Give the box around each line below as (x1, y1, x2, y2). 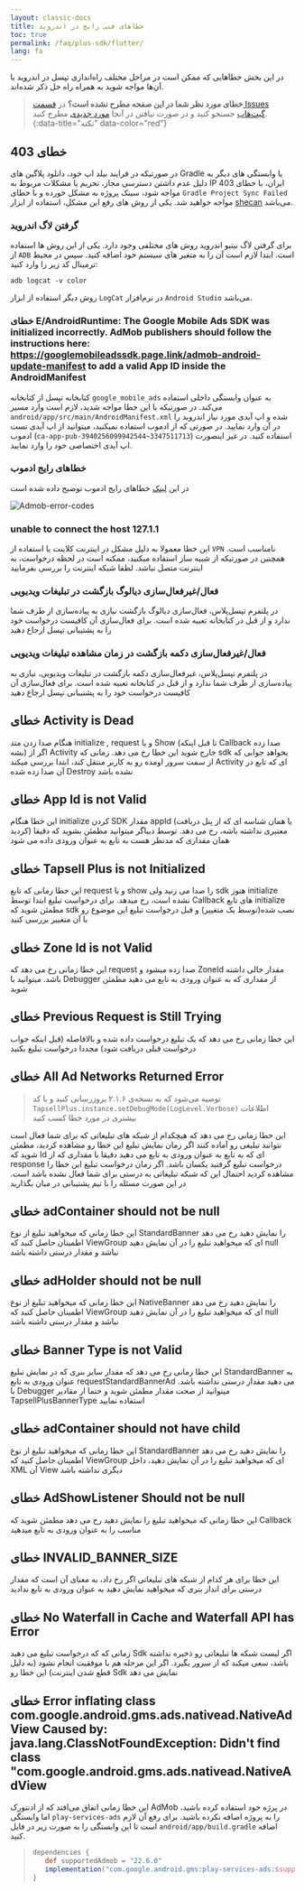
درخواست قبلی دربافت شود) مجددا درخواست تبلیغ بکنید (10, 1043, 197, 1053)
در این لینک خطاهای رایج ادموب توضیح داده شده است (10, 482, 189, 493)
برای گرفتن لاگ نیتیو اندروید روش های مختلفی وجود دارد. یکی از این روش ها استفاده (10, 240, 292, 251)
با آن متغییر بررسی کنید (10, 913, 88, 925)
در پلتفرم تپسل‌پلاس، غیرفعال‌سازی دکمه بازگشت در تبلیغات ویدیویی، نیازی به (10, 667, 268, 678)
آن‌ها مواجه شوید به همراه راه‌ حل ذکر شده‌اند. (10, 81, 164, 92)
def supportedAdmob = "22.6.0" (44, 1856, 162, 1865)
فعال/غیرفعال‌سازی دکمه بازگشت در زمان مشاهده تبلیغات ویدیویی (10, 647, 267, 660)
